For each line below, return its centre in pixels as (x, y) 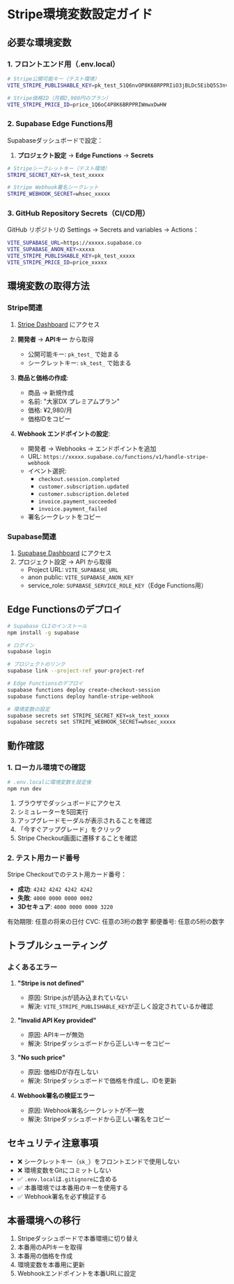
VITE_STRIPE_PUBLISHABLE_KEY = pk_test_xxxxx (71, 256)
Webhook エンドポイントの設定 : (64, 434)
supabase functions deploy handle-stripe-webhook (81, 697)
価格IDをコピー (49, 419)
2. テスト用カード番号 (44, 857)
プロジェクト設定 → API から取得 (64, 562)
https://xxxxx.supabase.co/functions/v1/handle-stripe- (126, 457)
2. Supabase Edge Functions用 (60, 124)
